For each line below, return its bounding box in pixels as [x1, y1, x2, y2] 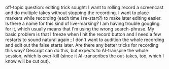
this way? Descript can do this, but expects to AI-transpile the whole [5, 48, 148, 53]
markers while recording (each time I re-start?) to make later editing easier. [5, 15, 162, 21]
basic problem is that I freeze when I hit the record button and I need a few [5, 31, 161, 37]
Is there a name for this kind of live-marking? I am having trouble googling [5, 20, 160, 26]
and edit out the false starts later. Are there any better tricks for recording [5, 42, 159, 48]
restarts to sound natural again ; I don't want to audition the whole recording [5, 37, 164, 43]
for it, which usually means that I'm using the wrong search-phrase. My [5, 26, 155, 32]
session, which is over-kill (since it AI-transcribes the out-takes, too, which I [5, 53, 164, 59]
